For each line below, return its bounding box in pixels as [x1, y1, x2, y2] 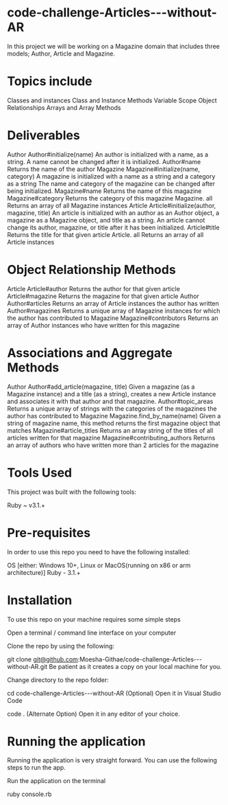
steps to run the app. [7, 764, 66, 772]
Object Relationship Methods [7, 262, 176, 277]
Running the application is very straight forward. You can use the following [7, 756, 218, 764]
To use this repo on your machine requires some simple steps [7, 615, 181, 623]
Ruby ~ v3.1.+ [7, 501, 46, 509]
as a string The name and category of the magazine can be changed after [7, 179, 216, 188]
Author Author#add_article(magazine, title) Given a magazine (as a [7, 383, 195, 391]
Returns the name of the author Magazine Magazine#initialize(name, [7, 165, 201, 173]
